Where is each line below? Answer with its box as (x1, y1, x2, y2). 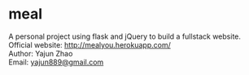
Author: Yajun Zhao (8, 48, 73, 58)
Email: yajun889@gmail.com (8, 57, 104, 67)
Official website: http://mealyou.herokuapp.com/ (8, 40, 171, 49)
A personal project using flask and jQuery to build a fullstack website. (8, 31, 242, 41)
